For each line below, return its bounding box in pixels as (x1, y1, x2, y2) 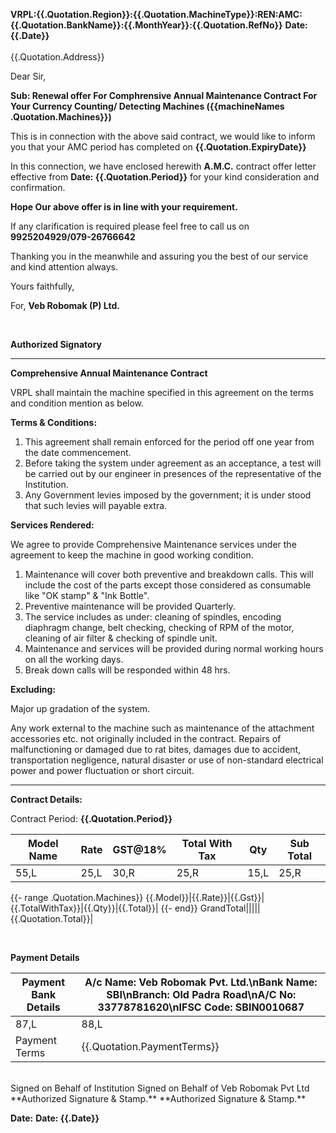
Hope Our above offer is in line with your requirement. (10, 201, 238, 213)
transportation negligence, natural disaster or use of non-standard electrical (10, 754, 324, 766)
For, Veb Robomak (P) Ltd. (10, 300, 120, 311)
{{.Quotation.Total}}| (10, 913, 94, 924)
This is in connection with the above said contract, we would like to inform (10, 130, 316, 142)
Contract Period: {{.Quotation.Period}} (10, 813, 173, 824)
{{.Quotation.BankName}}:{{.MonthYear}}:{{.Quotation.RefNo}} (10, 19, 283, 31)
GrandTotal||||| (199, 902, 261, 914)
